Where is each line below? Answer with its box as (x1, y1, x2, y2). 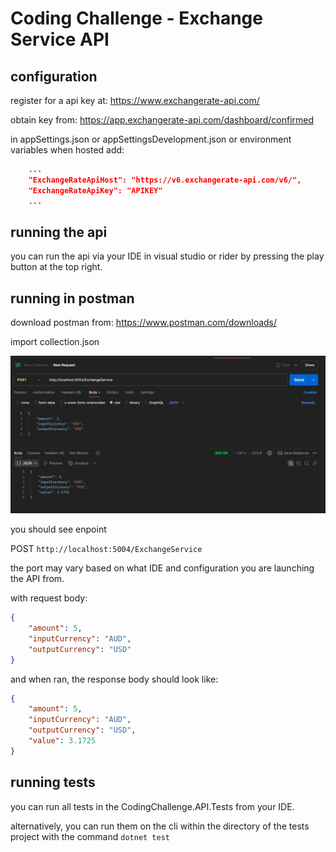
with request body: (10, 592, 88, 604)
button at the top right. (10, 261, 103, 273)
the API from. (10, 573, 65, 585)
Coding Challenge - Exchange (10, 7, 263, 30)
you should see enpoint (10, 523, 107, 536)
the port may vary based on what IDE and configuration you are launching (10, 562, 315, 574)
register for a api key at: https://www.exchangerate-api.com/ (10, 95, 260, 106)
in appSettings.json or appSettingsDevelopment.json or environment (10, 133, 292, 145)
